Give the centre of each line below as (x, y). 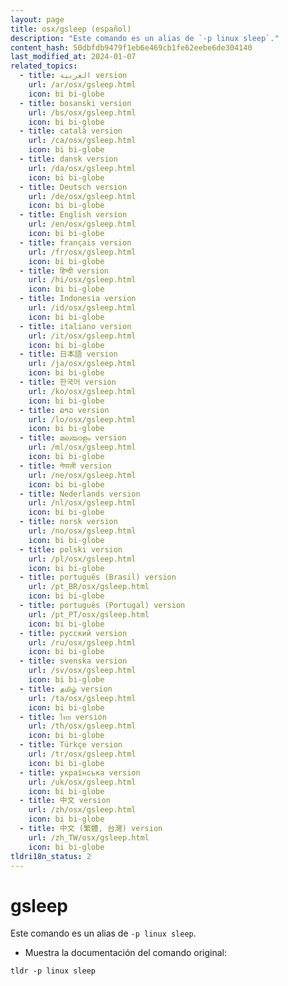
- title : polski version (71, 549)
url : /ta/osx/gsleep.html (82, 698)
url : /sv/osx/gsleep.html (82, 671)
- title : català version (71, 131)
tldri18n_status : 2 (51, 856)
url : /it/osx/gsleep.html (82, 336)
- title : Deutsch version (73, 187)
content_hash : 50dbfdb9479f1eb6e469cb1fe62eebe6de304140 (131, 47)
